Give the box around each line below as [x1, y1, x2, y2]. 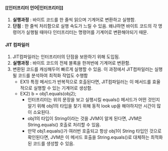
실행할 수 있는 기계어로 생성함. [33, 85, 93, 91]
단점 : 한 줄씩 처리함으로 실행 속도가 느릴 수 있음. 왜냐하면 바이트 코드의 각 [12, 23, 157, 29]
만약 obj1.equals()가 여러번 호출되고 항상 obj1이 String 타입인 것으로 [27, 128, 162, 134]
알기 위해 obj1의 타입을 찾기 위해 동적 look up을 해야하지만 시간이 [27, 103, 156, 109]
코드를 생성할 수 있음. [33, 140, 74, 146]
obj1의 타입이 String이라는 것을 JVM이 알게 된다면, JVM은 [27, 115, 142, 121]
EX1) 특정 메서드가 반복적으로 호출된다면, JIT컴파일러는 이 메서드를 [20, 79, 151, 85]
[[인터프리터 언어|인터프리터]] [5, 5, 64, 11]
